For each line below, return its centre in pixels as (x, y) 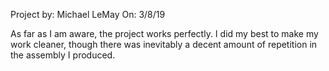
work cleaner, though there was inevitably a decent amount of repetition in (164, 44)
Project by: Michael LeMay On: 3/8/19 (88, 14)
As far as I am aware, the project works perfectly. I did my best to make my (164, 33)
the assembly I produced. (63, 55)
